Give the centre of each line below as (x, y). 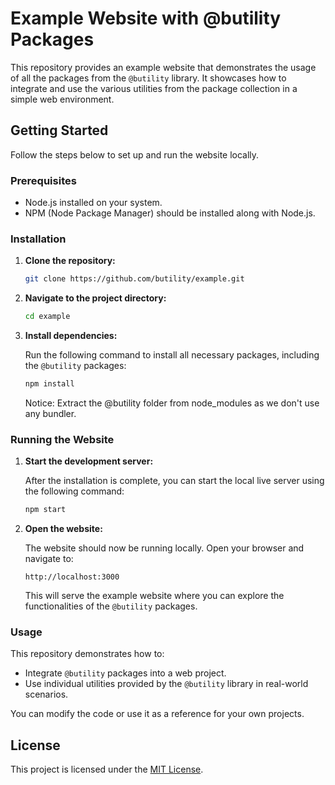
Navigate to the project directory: (95, 298)
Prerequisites (43, 180)
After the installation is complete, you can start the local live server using (174, 481)
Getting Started (59, 130)
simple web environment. (62, 99)
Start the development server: (89, 461)
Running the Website (62, 439)
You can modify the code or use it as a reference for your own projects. (157, 714)
